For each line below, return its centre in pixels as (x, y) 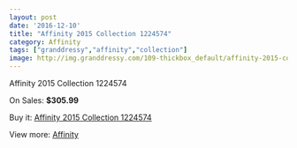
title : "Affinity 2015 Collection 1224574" (91, 33)
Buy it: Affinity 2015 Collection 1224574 (80, 117)
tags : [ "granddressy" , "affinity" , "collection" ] (99, 50)
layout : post (33, 17)
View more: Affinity (44, 134)
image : (21, 58)
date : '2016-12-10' (45, 26)
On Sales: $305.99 (44, 100)
